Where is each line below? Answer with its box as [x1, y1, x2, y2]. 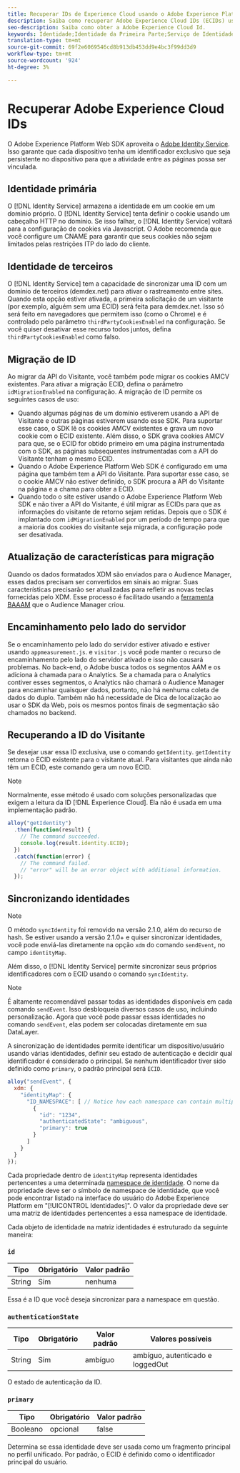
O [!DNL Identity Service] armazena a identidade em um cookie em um [7, 201, 216, 211]
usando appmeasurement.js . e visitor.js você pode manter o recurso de [7, 647, 221, 656]
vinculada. [7, 162, 38, 171]
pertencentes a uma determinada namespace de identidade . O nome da [7, 1178, 219, 1187]
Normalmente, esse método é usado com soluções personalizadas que [7, 791, 216, 799]
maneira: [7, 1230, 34, 1239]
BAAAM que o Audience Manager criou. [7, 600, 125, 609]
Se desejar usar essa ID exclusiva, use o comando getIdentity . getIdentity [7, 748, 231, 757]
